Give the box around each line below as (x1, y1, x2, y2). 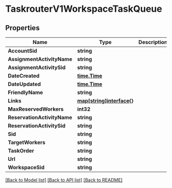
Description (138, 39, 168, 46)
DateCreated (8, 72, 40, 79)
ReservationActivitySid (8, 122, 66, 129)
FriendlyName (8, 89, 44, 96)
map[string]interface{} (77, 97, 134, 104)
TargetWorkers (8, 139, 46, 146)
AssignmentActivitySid (8, 64, 66, 71)
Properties (5, 24, 40, 32)
